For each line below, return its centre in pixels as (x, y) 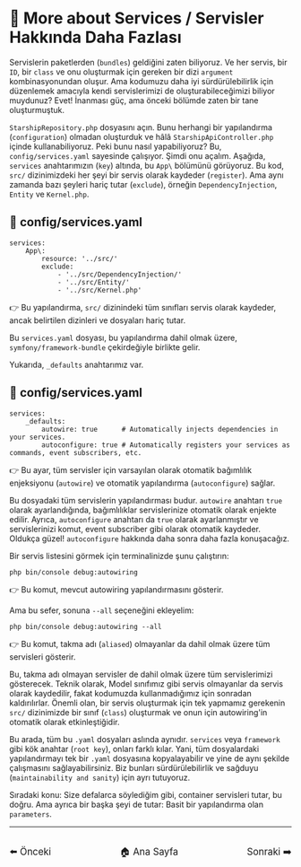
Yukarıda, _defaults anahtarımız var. (77, 364)
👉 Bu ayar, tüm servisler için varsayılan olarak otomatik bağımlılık (131, 469)
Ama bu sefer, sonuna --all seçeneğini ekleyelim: (102, 610)
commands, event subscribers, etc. (76, 452)
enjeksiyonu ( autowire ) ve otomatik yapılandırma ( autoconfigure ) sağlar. (142, 483)
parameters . (30, 814)
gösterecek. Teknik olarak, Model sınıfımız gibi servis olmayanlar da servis (146, 683)
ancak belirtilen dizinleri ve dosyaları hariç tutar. (98, 320)
